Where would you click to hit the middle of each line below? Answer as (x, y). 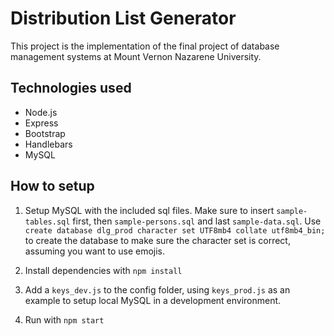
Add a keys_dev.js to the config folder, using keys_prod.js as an (157, 289)
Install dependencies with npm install (103, 270)
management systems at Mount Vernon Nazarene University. (136, 56)
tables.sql (47, 222)
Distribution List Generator (123, 18)
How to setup (52, 186)
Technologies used (71, 88)
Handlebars (48, 144)
